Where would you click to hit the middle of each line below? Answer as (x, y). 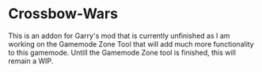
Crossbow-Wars (63, 14)
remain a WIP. (31, 61)
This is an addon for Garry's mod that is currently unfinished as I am (119, 36)
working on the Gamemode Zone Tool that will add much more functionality (131, 44)
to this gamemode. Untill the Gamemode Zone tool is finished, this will (122, 52)
